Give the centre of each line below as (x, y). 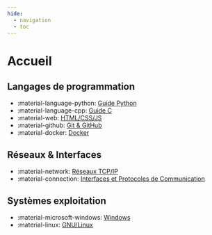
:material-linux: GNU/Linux (55, 225)
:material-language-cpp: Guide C (65, 111)
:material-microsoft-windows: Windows (74, 217)
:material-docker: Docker (53, 133)
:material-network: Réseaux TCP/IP (67, 172)
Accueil (30, 61)
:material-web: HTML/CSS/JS (59, 118)
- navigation (32, 20)
